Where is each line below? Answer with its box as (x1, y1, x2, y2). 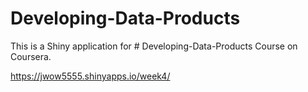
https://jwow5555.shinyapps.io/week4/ (10, 70, 171, 82)
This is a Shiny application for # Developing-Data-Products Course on (10, 40, 298, 52)
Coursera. (10, 50, 52, 62)
